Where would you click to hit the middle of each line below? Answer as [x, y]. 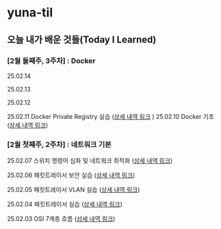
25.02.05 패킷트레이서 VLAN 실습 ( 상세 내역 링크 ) [74, 190]
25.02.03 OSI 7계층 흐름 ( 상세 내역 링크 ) [61, 219]
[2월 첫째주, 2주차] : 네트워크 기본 [59, 144]
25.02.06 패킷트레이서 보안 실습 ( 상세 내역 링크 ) [71, 175]
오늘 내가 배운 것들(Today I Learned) [82, 39]
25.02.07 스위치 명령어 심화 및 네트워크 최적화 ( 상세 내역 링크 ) [90, 161]
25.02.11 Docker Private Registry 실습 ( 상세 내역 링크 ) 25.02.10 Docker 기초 [110, 116]
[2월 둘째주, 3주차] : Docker [51, 61]
